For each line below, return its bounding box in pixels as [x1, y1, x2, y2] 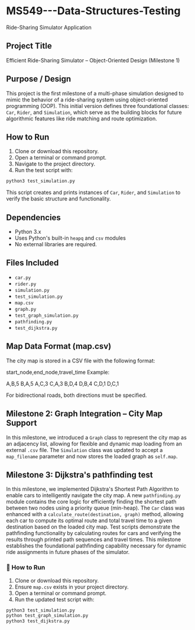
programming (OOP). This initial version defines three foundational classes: [6, 102, 189, 109]
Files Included [6, 258, 59, 268]
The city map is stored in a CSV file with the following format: [6, 357, 155, 364]
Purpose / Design [6, 74, 71, 84]
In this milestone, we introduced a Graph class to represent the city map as [6, 434, 187, 441]
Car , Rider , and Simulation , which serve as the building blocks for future [6, 109, 182, 116]
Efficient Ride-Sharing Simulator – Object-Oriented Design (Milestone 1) [6, 56, 180, 63]
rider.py [14, 281, 37, 287]
